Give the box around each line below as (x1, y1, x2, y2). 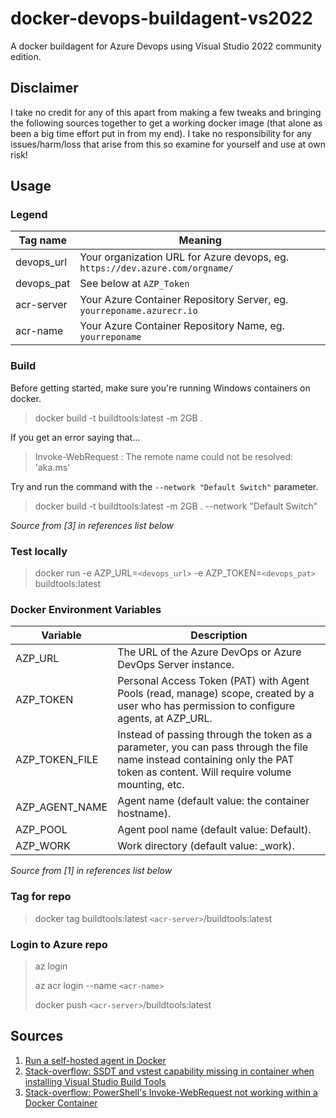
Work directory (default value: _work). (117, 839, 295, 853)
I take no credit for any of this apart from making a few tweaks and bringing (10, 106, 322, 118)
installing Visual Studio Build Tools (24, 1075, 167, 1087)
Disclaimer (10, 80, 79, 97)
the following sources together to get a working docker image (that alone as (10, 117, 323, 129)
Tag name (18, 233, 67, 247)
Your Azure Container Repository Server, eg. (79, 293, 289, 307)
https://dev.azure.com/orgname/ (79, 263, 234, 274)
